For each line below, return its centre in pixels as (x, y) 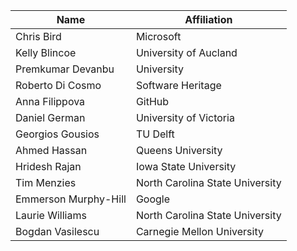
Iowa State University (186, 166)
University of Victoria (185, 117)
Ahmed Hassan (51, 150)
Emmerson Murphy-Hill (71, 199)
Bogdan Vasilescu (57, 231)
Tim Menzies (46, 182)
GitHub (152, 101)
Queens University (179, 150)
